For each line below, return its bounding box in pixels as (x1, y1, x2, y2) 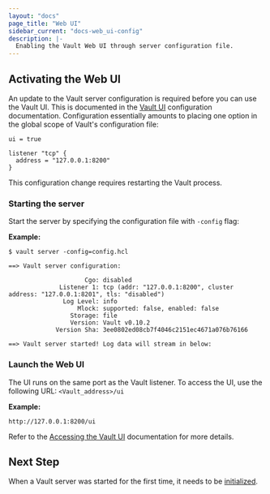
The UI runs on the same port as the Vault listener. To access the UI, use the (8, 377, 263, 387)
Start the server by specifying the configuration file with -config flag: (8, 217, 239, 226)
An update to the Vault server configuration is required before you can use (8, 93, 257, 103)
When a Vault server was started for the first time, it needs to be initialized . (8, 476, 258, 487)
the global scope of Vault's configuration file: (8, 119, 159, 129)
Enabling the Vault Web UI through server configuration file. (15, 42, 234, 50)
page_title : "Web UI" (8, 19, 82, 28)
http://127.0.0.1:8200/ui (8, 417, 96, 426)
